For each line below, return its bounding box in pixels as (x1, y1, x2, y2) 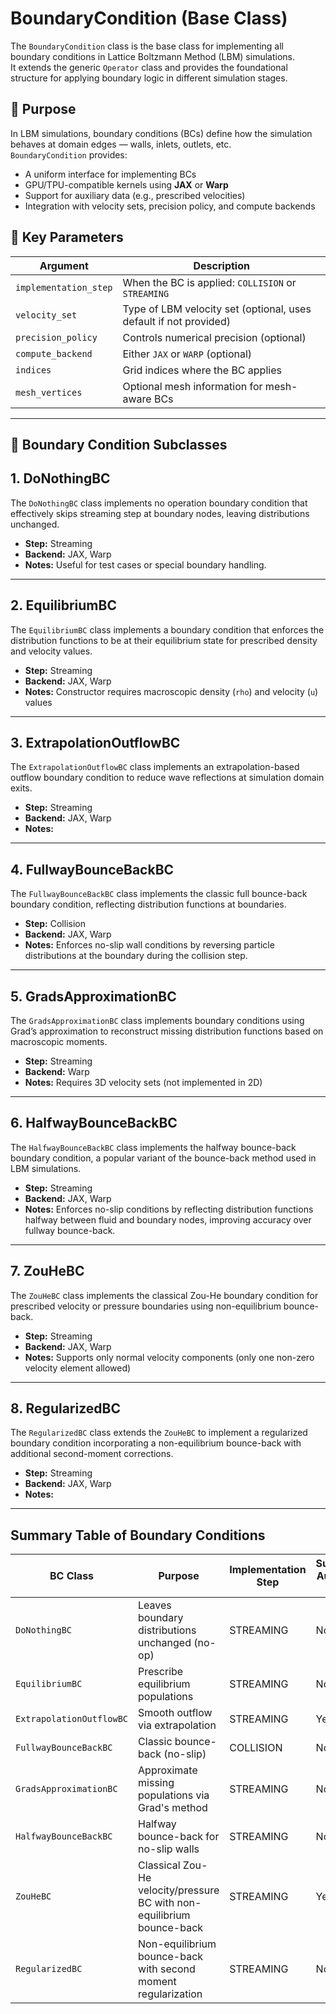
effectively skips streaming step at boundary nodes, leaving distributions (10, 507, 310, 519)
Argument (39, 258, 89, 272)
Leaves (138, 1598, 172, 1612)
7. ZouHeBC (10, 1263, 85, 1280)
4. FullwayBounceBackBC (10, 861, 175, 878)
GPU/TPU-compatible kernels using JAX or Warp (24, 178, 229, 191)
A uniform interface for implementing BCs (24, 168, 197, 180)
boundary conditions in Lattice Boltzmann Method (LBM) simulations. (10, 50, 296, 62)
